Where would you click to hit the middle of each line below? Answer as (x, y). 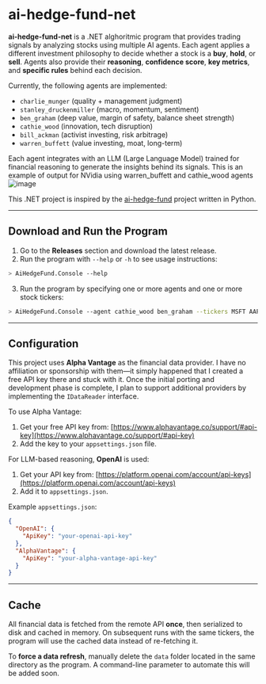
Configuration (44, 344)
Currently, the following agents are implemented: (88, 86)
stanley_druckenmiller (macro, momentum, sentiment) (109, 109)
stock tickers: (42, 297)
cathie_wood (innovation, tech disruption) (86, 126)
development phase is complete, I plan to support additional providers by (127, 388)
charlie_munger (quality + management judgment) (101, 101)
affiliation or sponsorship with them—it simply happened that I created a (126, 371)
